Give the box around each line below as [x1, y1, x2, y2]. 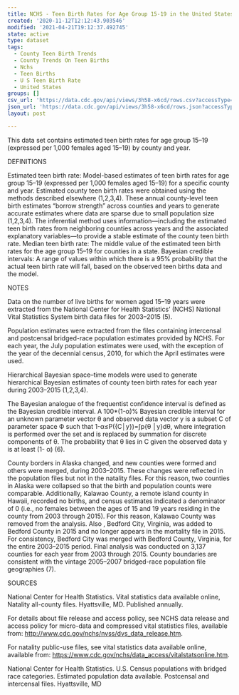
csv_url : [7, 97, 33, 104]
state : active [7, 30, 50, 38]
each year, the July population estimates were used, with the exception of [7, 341, 224, 350]
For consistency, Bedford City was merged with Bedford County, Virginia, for [7, 534, 232, 543]
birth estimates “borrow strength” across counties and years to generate [7, 201, 220, 210]
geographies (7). [7, 564, 56, 573]
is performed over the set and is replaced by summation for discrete [7, 430, 207, 438]
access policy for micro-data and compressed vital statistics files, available [7, 622, 228, 630]
